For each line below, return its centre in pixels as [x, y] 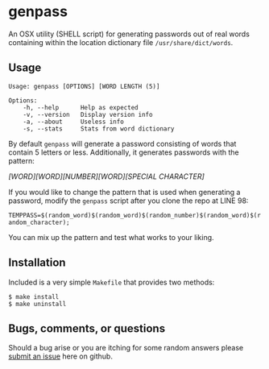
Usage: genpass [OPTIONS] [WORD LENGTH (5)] [84, 86]
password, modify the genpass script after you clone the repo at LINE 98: [128, 201]
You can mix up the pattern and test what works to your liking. [112, 237]
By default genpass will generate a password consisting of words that [122, 143]
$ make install [34, 296]
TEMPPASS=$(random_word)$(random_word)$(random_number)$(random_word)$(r [135, 215]
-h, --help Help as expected [81, 107]
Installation [37, 263]
